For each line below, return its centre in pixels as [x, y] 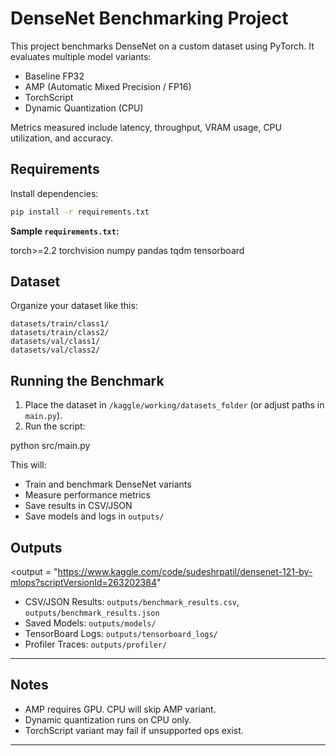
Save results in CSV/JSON [78, 506]
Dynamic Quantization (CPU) [84, 108]
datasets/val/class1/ [55, 342]
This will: [28, 465]
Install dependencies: [54, 193]
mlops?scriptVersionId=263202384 [83, 583]
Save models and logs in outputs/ [94, 516]
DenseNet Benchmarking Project [149, 18]
